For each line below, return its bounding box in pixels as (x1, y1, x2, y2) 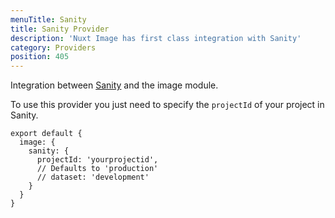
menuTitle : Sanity (10, 14, 87, 25)
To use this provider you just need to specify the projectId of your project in (10, 99, 325, 111)
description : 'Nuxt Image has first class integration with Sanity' (10, 33, 302, 43)
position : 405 (10, 52, 70, 62)
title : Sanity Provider (10, 24, 110, 34)
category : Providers (10, 42, 97, 53)
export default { (10, 129, 83, 139)
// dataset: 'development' (36, 172, 150, 183)
